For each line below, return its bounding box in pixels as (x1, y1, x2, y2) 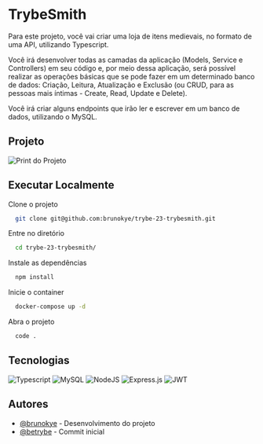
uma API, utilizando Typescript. (8, 39, 109, 49)
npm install (15, 273, 55, 281)
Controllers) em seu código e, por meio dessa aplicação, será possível (8, 63, 236, 72)
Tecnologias (8, 354, 70, 367)
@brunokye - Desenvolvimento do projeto (19, 418, 155, 427)
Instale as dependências (8, 258, 87, 268)
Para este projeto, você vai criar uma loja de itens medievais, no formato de (8, 31, 253, 41)
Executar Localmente (8, 178, 115, 192)
